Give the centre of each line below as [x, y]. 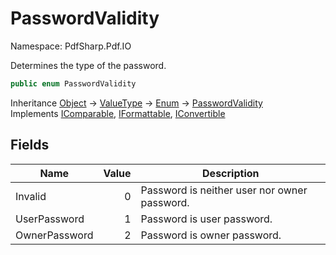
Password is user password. [206, 219]
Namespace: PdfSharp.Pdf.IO [71, 46]
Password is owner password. [211, 235]
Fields [30, 145]
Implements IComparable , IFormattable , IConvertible [118, 113]
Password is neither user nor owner [224, 190]
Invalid [31, 196]
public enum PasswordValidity [73, 83]
